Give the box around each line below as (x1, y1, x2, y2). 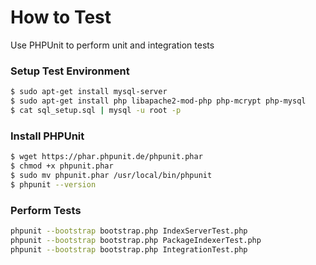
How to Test (10, 6, 112, 29)
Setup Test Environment (10, 64, 130, 78)
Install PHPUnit (10, 129, 85, 143)
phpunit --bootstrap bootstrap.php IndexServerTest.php (10, 226, 248, 236)
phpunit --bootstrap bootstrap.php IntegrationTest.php (10, 244, 248, 255)
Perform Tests (10, 203, 82, 217)
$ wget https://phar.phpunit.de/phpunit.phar (10, 152, 203, 162)
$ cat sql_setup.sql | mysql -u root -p (10, 105, 182, 115)
